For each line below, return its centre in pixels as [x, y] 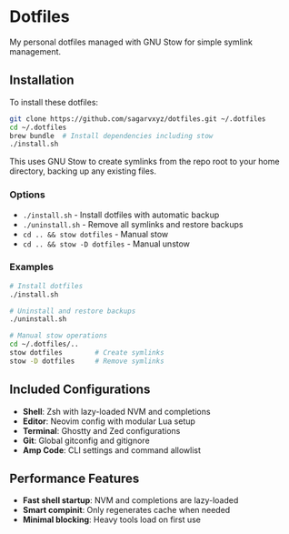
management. [35, 51]
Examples [32, 267]
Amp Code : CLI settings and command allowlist [112, 450]
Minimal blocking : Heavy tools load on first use [112, 519]
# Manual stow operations [58, 336]
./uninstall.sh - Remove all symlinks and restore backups [133, 224]
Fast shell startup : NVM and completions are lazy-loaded [130, 500]
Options [27, 195]
